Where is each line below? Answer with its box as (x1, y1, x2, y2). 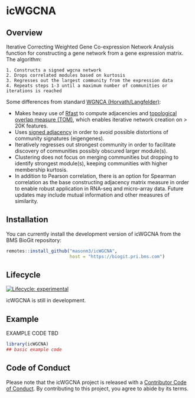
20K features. (14, 122, 48, 129)
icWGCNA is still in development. (6, 297, 86, 304)
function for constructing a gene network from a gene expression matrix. (6, 50, 184, 57)
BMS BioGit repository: (6, 236, 62, 243)
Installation (6, 214, 48, 225)
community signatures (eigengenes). (14, 135, 105, 142)
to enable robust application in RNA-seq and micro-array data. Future (14, 185, 184, 192)
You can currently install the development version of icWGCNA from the (6, 230, 181, 237)
